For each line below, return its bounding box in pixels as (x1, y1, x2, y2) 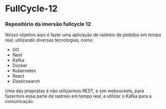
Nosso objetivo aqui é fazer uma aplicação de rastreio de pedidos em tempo (5, 32, 161, 38)
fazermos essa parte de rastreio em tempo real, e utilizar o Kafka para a (5, 93, 152, 99)
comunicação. (5, 99, 35, 105)
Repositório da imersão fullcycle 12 (5, 21, 91, 28)
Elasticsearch (12, 78, 40, 84)
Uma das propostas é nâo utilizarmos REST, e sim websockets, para (5, 88, 144, 94)
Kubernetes (12, 68, 36, 74)
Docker (12, 62, 28, 68)
